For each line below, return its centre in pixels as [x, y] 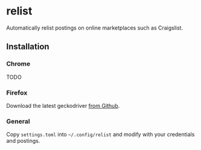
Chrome [18, 64]
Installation [28, 47]
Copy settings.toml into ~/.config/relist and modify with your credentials [101, 134]
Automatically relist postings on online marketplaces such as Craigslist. [94, 28]
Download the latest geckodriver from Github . [63, 105]
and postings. [23, 141]
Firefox [17, 93]
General [18, 121]
